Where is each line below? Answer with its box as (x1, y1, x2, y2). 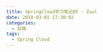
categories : (6, 20, 36, 26)
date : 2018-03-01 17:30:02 (6, 14, 74, 20)
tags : (6, 31, 20, 37)
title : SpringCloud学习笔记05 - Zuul (6, 8, 98, 15)
